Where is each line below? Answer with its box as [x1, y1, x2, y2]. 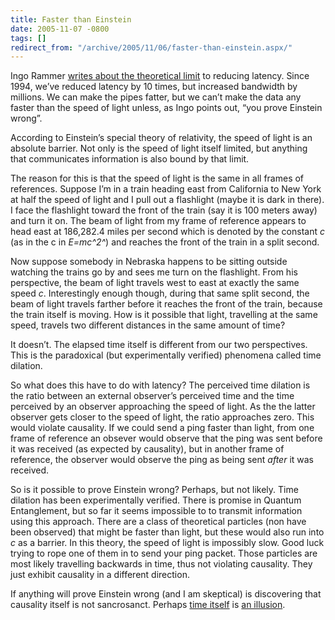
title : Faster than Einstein [10, 14, 132, 25]
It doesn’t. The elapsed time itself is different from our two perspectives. [10, 339, 308, 351]
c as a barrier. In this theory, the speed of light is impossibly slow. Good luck [10, 537, 325, 549]
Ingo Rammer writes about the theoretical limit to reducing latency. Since [10, 70, 310, 82]
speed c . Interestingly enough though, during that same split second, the [10, 287, 310, 300]
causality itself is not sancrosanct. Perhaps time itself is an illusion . [10, 599, 286, 611]
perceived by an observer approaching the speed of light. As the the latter [10, 401, 316, 413]
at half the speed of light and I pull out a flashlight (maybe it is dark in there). [10, 194, 325, 206]
